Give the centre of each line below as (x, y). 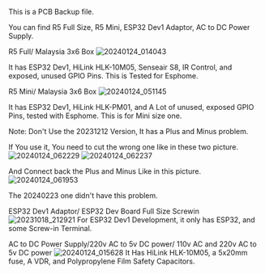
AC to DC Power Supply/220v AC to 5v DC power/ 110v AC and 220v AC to (132, 244)
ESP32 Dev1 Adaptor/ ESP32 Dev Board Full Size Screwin (104, 211)
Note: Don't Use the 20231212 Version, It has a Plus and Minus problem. (128, 131)
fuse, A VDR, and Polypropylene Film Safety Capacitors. (102, 261)
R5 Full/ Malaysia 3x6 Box (51, 51)
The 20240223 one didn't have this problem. (83, 196)
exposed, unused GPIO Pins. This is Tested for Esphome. (103, 76)
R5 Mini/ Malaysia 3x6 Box (53, 91)
